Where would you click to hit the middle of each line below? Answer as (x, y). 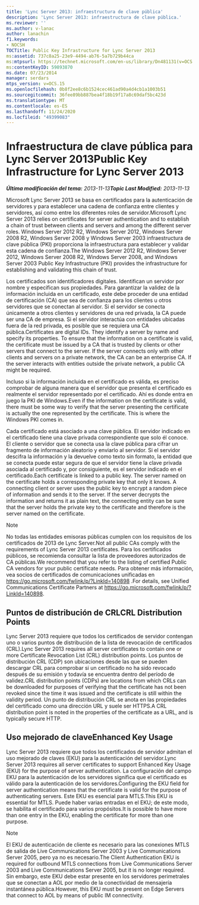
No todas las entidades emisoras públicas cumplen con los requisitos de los (99, 537)
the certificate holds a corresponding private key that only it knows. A (91, 482)
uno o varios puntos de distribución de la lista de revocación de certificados (99, 643)
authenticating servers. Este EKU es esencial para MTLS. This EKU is (90, 796)
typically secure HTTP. (34, 719)
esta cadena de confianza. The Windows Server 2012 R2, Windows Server (97, 251)
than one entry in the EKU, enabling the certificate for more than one (90, 815)
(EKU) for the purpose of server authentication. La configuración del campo (99, 771)
